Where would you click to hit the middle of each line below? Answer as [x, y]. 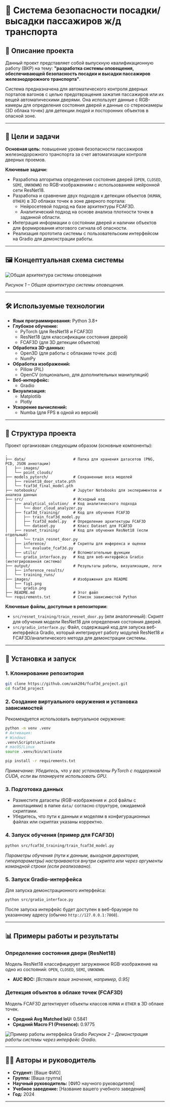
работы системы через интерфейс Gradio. [51, 1039]
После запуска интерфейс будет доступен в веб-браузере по [72, 909]
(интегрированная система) [34, 562]
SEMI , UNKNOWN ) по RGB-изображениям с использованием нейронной [86, 184]
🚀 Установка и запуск [41, 659]
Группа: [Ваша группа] [37, 1078]
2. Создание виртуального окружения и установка [72, 702]
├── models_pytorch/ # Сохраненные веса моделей [69, 477]
